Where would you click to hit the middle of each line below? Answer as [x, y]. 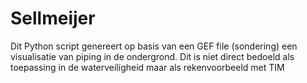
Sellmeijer [53, 18]
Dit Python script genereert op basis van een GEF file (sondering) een [154, 46]
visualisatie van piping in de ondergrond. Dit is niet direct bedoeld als [152, 56]
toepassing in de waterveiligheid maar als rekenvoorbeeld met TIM [147, 67]
